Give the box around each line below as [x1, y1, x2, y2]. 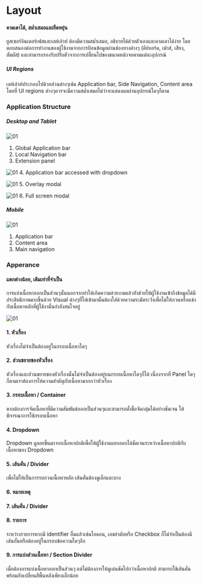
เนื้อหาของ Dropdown [6, 446, 54, 453]
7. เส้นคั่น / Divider [6, 502, 48, 509]
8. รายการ [6, 517, 27, 524]
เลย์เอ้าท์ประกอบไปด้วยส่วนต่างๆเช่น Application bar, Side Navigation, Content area [6, 81, 193, 88]
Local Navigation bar [14, 151, 67, 158]
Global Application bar [14, 144, 71, 152]
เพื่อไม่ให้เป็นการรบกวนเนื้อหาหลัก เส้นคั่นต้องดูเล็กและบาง [6, 474, 121, 482]
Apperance [6, 261, 40, 269]
